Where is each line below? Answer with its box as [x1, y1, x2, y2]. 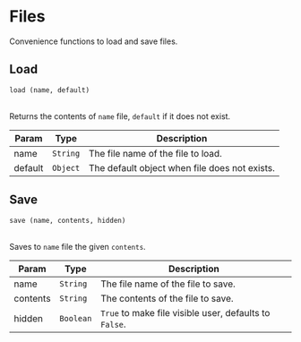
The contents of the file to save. [99, 292, 235, 304]
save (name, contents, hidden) [9, 216, 126, 225]
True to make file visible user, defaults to [99, 306, 271, 319]
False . [99, 318, 127, 330]
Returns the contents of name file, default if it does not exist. [9, 110, 231, 122]
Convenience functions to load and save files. [9, 36, 178, 47]
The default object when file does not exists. [88, 161, 276, 174]
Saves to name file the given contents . [9, 241, 146, 252]
